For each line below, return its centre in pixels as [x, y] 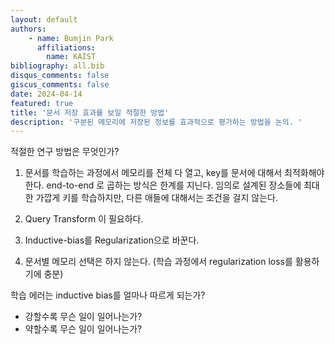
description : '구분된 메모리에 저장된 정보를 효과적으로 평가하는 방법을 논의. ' [156, 122]
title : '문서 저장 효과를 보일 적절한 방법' [90, 112]
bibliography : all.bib [57, 66]
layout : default [44, 19]
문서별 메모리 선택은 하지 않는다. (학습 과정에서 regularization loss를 [158, 262]
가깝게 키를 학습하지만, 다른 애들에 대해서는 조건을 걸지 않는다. [156, 198]
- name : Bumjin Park [71, 38]
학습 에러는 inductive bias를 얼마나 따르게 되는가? [108, 295]
